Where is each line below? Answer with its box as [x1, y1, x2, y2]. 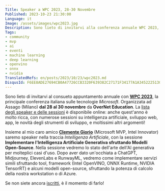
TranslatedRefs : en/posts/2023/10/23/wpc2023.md [5, 75, 107, 80]
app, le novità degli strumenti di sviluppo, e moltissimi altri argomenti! [5, 119, 145, 125]
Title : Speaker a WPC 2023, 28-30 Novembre [5, 7, 96, 12]
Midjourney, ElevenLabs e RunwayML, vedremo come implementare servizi [5, 155, 157, 161]
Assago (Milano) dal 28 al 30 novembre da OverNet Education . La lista [5, 104, 150, 110]
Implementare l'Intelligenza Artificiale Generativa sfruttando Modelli [5, 139, 148, 145]
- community [5, 35, 29, 40]
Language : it [5, 16, 32, 21]
